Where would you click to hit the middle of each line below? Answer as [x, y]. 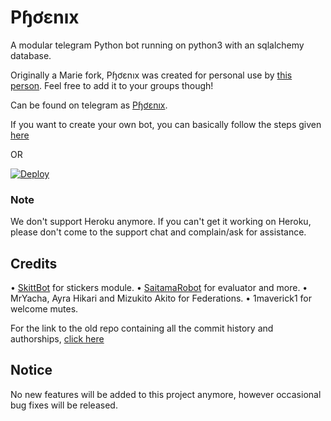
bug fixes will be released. [64, 405]
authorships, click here [57, 339]
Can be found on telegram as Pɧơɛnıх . [89, 105]
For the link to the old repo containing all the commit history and [142, 328]
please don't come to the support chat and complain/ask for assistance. [158, 232]
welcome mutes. [44, 309]
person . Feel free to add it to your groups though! [112, 85]
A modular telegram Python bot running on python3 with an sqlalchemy [157, 45]
